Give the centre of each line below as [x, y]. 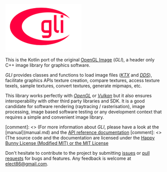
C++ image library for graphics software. [48, 65]
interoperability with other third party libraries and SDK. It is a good [75, 101]
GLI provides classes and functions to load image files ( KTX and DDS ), [79, 75]
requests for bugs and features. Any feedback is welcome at [68, 158]
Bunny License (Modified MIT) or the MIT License [57, 143]
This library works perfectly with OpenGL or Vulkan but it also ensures [78, 96]
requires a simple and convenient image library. [55, 117]
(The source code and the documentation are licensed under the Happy [80, 138]
